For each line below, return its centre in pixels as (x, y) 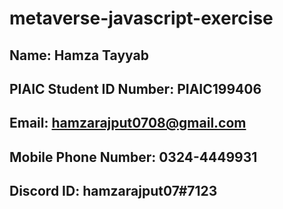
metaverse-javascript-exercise (141, 18)
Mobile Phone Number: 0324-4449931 (133, 157)
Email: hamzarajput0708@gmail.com (128, 123)
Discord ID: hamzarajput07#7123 (113, 191)
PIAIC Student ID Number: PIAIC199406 (135, 88)
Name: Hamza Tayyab (79, 55)
